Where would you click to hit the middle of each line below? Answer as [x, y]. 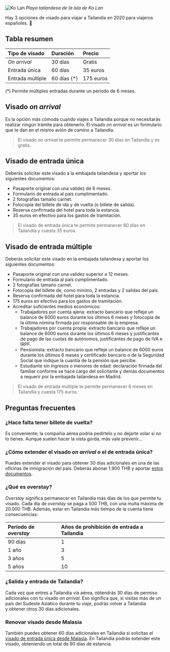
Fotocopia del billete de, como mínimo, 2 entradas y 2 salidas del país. [86, 290]
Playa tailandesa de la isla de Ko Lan [65, 8]
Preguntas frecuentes [40, 408]
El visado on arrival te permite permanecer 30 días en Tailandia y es [89, 140]
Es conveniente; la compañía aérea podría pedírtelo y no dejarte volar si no [83, 433]
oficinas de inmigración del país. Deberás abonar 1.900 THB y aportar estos [84, 468]
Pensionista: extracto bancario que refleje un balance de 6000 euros [92, 350]
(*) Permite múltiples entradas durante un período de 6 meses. [71, 91]
